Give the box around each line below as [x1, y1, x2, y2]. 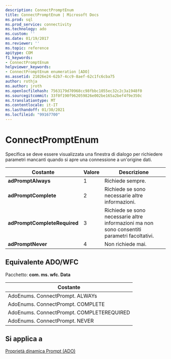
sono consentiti [104, 226, 141, 233]
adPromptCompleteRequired [8, 219, 79, 227]
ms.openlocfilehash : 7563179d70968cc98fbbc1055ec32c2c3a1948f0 [5, 88, 142, 94]
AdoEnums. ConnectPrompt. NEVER [8, 317, 94, 324]
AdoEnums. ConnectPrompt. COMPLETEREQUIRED [8, 309, 131, 316]
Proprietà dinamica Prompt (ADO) [5, 348, 76, 354]
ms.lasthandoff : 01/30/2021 [5, 107, 65, 113]
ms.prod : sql [5, 17, 33, 22]
